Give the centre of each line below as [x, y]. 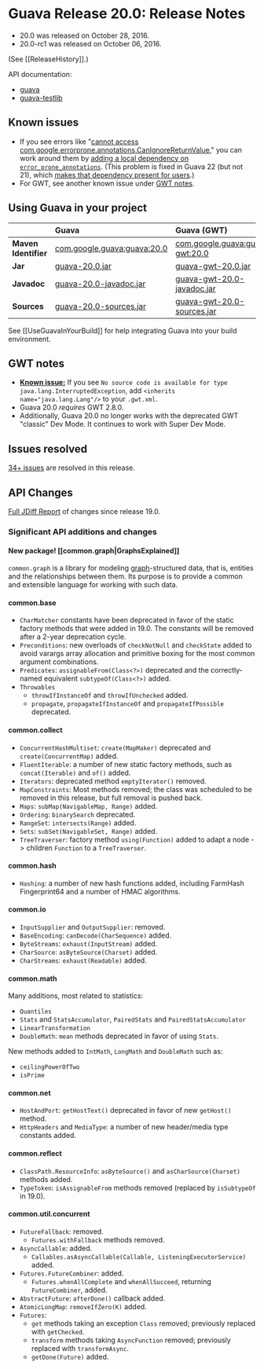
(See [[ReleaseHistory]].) [48, 59]
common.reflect [35, 1153]
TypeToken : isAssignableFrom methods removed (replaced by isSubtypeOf [137, 1187]
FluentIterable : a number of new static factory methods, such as [126, 764]
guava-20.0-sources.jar [101, 306]
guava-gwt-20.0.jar [213, 266]
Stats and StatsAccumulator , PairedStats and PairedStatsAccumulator [132, 1019]
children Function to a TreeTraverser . [86, 848]
